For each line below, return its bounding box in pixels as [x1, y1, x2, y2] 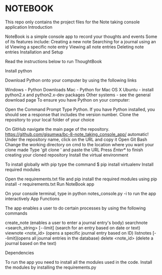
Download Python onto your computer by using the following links [5, 77, 137, 83]
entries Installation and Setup [5, 49, 64, 55]
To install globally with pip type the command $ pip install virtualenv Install [5, 161, 154, 167]
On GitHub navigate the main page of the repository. [5, 126, 110, 132]
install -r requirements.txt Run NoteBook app [5, 181, 95, 187]
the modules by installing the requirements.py [5, 264, 97, 270]
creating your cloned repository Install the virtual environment [5, 152, 129, 158]
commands [5, 210, 28, 216]
